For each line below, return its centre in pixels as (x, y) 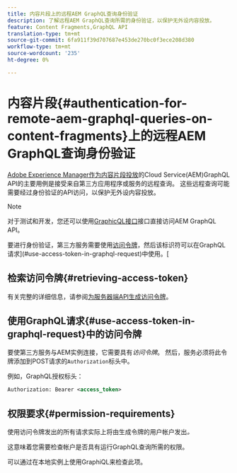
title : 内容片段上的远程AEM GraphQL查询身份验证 (73, 14)
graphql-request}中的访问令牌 (75, 334)
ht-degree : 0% (28, 60)
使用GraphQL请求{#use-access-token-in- (102, 321)
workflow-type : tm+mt (39, 47)
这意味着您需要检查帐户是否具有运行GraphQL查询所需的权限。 (98, 447)
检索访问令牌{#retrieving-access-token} (98, 278)
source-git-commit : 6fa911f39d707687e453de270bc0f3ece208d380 (101, 40)
